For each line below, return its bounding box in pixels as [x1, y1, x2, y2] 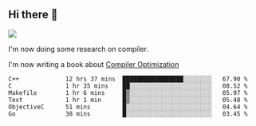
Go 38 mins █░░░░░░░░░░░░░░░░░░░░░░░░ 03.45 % [8, 109, 248, 118]
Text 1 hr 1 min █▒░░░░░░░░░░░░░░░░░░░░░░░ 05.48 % [8, 96, 248, 104]
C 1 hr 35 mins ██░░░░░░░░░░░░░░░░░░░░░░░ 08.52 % [8, 81, 248, 90]
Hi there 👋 [8, 8, 58, 22]
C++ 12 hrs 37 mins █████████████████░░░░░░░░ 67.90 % [8, 75, 248, 83]
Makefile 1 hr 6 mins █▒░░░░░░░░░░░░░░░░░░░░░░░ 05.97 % [8, 89, 248, 96]
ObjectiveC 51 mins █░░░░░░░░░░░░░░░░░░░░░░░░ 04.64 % [8, 103, 248, 111]
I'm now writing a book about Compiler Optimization [8, 59, 179, 69]
